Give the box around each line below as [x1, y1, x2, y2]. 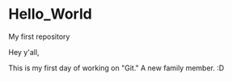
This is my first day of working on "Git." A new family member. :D [8, 62, 225, 73]
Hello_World [8, 5, 93, 23]
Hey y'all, [8, 47, 40, 57]
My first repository [8, 32, 70, 41]
